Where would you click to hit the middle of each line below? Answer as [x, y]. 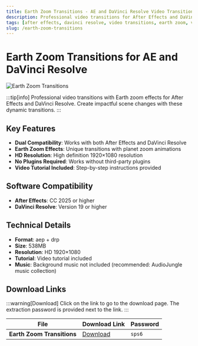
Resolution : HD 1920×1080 [47, 252]
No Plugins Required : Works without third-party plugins [82, 162]
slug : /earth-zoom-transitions [44, 28]
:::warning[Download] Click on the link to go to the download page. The [93, 304]
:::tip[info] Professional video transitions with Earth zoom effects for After [95, 97]
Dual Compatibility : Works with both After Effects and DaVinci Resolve [100, 143]
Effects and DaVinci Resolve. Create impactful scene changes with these [94, 104]
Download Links [36, 289]
